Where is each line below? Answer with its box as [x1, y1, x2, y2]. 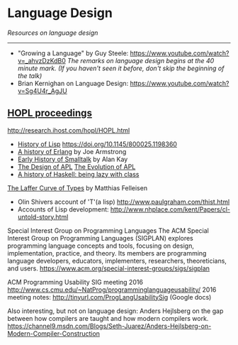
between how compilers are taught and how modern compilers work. [7, 314, 209, 322]
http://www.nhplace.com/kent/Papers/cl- [110, 204, 230, 214]
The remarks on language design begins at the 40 [67, 56, 215, 65]
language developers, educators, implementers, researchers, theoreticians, [7, 256, 227, 265]
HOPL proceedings [7, 107, 92, 119]
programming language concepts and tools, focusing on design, [7, 241, 195, 250]
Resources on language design [7, 28, 98, 37]
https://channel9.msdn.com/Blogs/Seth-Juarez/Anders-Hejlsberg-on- [7, 322, 212, 330]
